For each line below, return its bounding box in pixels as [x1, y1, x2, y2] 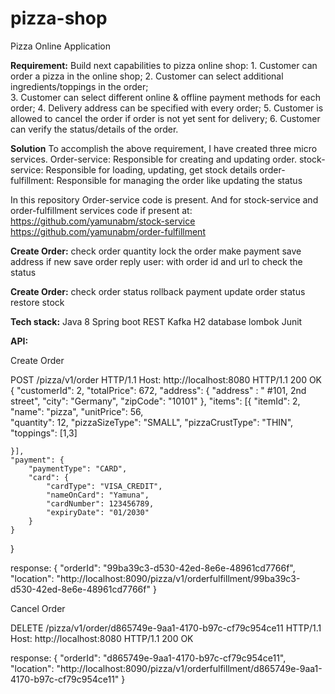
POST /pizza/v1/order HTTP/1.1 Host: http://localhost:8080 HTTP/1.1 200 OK [10, 373, 323, 386]
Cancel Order [10, 602, 66, 614]
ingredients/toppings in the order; [10, 80, 149, 92]
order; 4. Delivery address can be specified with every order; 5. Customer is [10, 102, 324, 114]
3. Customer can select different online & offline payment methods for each [10, 91, 321, 103]
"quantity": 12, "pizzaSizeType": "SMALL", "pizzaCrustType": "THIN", [10, 416, 294, 428]
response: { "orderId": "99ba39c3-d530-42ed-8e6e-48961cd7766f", [10, 562, 296, 574]
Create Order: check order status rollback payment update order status [10, 285, 306, 297]
